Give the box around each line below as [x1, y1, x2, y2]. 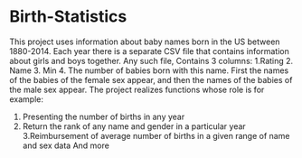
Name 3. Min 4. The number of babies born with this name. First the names [9, 65, 289, 76]
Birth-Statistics [9, 6, 127, 27]
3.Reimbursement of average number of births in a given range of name [22, 130, 290, 141]
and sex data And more [22, 140, 110, 151]
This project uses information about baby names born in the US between [9, 36, 280, 47]
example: [9, 93, 43, 105]
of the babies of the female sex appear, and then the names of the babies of [9, 74, 293, 85]
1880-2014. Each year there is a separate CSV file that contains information [9, 45, 289, 56]
